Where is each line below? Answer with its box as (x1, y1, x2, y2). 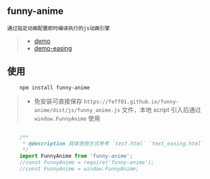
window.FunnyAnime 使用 (34, 114, 101, 122)
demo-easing (34, 44, 73, 52)
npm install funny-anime (19, 84, 90, 91)
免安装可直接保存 (34, 97, 83, 105)
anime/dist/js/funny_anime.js (34, 107, 121, 113)
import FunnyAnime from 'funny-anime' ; (19, 153, 133, 160)
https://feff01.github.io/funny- (83, 98, 179, 105)
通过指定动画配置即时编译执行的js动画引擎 (7, 25, 111, 31)
